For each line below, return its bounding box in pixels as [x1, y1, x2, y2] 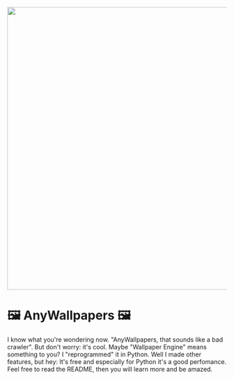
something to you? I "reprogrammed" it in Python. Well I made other [7, 350, 202, 358]
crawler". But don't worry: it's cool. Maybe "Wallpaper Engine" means [7, 342, 207, 351]
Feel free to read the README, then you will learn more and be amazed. [7, 365, 213, 373]
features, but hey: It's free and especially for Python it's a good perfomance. [7, 357, 227, 365]
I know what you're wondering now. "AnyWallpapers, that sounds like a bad [7, 335, 224, 344]
